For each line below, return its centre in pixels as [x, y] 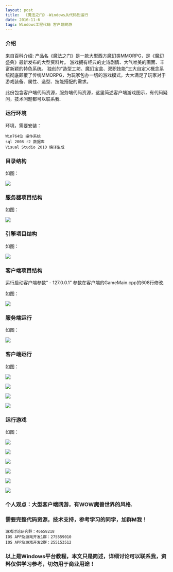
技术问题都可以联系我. [38, 99]
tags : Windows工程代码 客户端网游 [39, 24]
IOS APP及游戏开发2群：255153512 [38, 543]
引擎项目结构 [21, 234]
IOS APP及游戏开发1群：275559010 [38, 537]
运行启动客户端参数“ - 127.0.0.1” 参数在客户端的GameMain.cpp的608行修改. [85, 283]
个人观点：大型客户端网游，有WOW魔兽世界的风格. [69, 504]
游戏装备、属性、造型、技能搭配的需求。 [48, 81]
